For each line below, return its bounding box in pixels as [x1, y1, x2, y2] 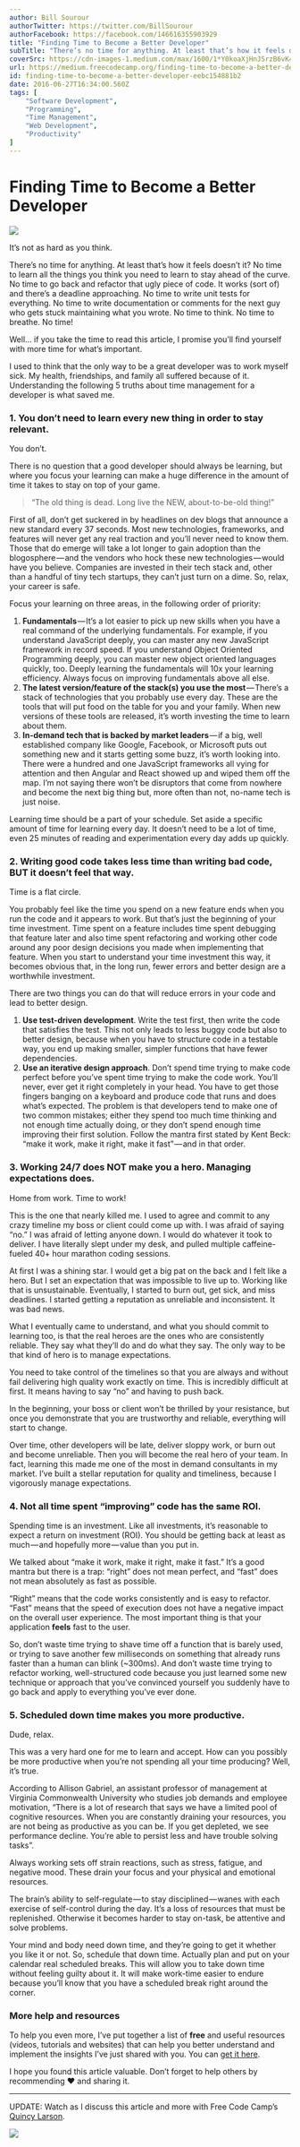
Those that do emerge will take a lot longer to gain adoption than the [9, 543, 262, 554]
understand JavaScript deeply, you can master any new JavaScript [21, 634, 270, 645]
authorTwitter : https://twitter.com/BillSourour [9, 21, 194, 30]
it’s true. [9, 1765, 39, 1776]
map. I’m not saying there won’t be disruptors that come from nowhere [21, 777, 283, 788]
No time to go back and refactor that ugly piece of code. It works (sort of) [9, 279, 280, 289]
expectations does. [9, 1172, 96, 1185]
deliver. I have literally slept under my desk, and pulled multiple [9, 1238, 241, 1250]
